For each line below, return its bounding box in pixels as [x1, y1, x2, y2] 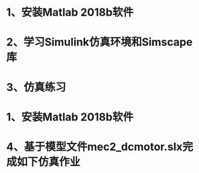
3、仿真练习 [6, 80, 66, 94]
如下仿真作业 [17, 155, 81, 169]
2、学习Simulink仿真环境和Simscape [6, 36, 193, 49]
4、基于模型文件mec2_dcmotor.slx [6, 140, 183, 154]
